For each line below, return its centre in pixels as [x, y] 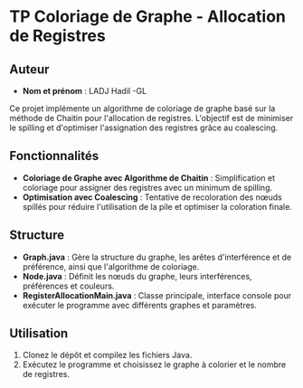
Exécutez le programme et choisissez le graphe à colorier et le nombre [154, 364]
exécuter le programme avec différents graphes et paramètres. [140, 305]
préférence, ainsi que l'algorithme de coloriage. [111, 266]
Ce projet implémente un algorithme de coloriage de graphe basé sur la [142, 109]
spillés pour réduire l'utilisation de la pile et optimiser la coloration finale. [157, 206]
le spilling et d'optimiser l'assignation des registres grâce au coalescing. [144, 128]
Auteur [29, 69]
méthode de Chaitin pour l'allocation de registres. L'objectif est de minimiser [151, 118]
